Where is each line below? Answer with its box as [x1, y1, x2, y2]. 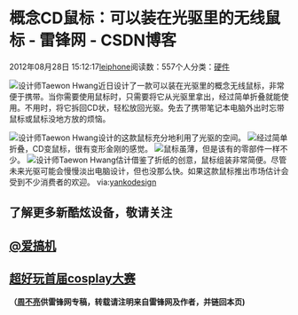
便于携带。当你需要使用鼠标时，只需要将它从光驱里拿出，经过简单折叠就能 [9, 91, 281, 102]
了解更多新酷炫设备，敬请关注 [9, 205, 173, 220]
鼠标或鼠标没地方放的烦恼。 [9, 113, 111, 124]
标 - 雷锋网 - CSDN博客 [9, 30, 177, 51]
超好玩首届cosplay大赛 [9, 272, 136, 287]
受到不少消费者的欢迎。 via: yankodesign [9, 177, 157, 187]
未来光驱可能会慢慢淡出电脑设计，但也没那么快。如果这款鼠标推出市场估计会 [9, 165, 289, 176]
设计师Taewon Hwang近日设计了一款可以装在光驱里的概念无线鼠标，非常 [18, 80, 286, 91]
